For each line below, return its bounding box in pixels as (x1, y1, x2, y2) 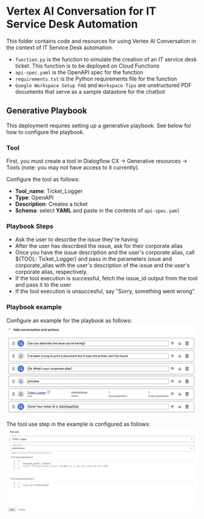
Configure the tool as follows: (6, 175, 80, 183)
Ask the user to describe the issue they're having (15, 236, 138, 243)
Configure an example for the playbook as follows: (6, 317, 132, 324)
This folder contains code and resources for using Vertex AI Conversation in (6, 37, 196, 44)
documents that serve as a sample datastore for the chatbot (15, 88, 165, 95)
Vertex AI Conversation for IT (6, 4, 157, 18)
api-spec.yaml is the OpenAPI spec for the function (15, 68, 144, 76)
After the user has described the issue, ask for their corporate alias (15, 242, 183, 250)
